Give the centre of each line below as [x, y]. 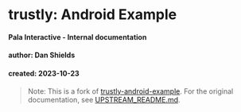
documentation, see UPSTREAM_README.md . [104, 99]
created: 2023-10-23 [44, 73]
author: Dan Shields [42, 55]
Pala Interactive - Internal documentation [78, 37]
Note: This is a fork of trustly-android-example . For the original [130, 91]
